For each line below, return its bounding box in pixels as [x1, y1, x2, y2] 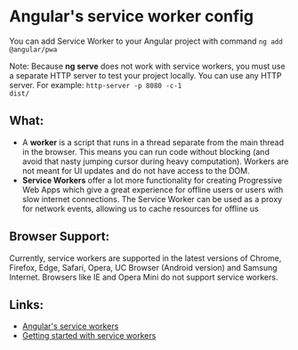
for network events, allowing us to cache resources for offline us [21, 203, 260, 214]
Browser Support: [9, 229, 110, 244]
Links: [9, 297, 44, 313]
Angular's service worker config [9, 6, 254, 27]
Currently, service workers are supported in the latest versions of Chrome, [9, 252, 282, 264]
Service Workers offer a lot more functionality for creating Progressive [21, 175, 283, 185]
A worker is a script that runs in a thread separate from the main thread [21, 136, 285, 148]
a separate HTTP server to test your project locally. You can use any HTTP [9, 69, 282, 81]
